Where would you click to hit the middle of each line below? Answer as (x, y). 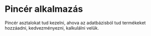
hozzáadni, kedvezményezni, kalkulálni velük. (52, 28)
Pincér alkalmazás (44, 9)
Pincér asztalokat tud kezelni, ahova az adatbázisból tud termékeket (75, 23)
